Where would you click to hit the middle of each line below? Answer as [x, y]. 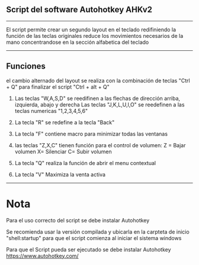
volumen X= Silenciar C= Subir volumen [63, 151]
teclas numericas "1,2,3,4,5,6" [51, 111]
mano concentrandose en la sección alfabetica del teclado [78, 42]
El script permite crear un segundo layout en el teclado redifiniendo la [91, 30]
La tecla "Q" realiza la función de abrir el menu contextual [85, 163]
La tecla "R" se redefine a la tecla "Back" [65, 122]
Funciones [26, 67]
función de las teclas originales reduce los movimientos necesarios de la [95, 35]
